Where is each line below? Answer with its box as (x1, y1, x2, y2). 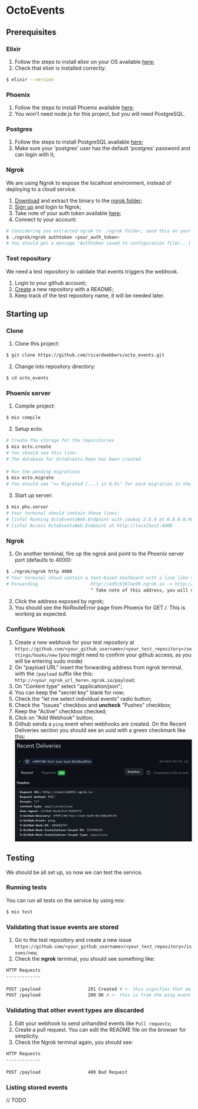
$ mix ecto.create (6, 444, 51, 450)
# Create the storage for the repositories (6, 438, 115, 444)
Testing (6, 853, 35, 863)
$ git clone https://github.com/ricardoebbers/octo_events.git (6, 352, 165, 358)
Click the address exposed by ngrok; (14, 598, 104, 605)
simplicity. (14, 1032, 39, 1039)
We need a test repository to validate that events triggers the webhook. (6, 268, 179, 275)
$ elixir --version (6, 76, 54, 83)
